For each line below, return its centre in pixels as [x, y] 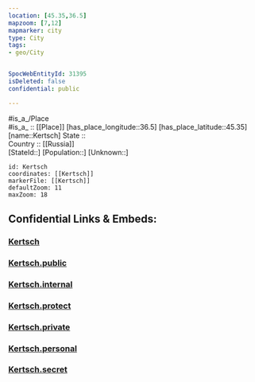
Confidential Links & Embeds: [83, 219]
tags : [17, 45]
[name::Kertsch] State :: [47, 135]
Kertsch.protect [40, 306]
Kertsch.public [38, 263]
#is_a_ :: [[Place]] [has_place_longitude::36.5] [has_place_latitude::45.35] [128, 127]
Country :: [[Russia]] [41, 143]
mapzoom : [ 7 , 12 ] [35, 23]
